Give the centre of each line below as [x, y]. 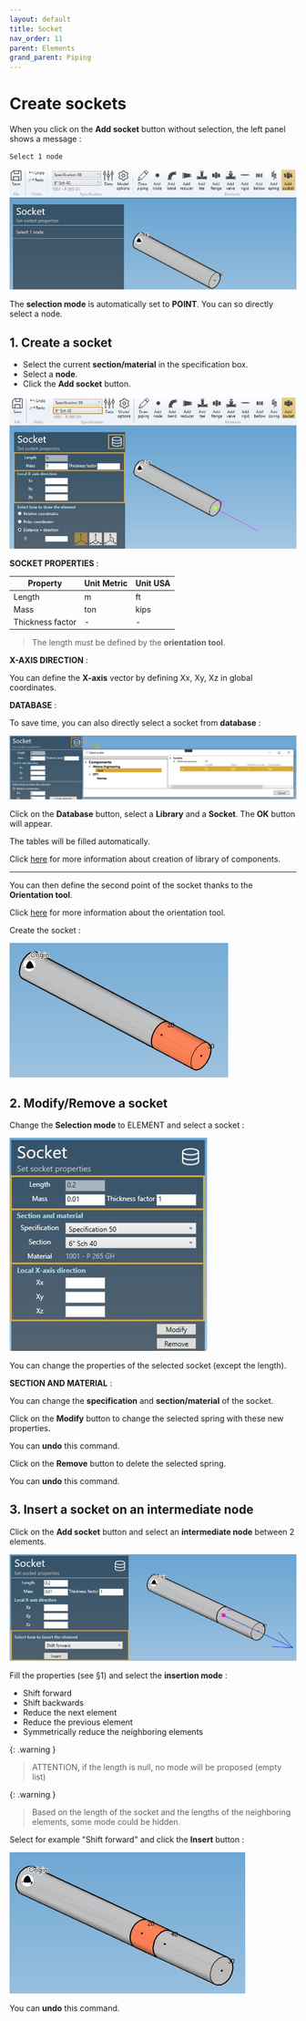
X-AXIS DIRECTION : [49, 660]
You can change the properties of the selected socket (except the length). [148, 1366]
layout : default [40, 19]
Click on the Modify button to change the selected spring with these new [147, 1418]
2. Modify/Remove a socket [89, 1103]
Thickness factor [45, 622]
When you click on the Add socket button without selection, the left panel [148, 129]
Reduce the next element [70, 1712]
